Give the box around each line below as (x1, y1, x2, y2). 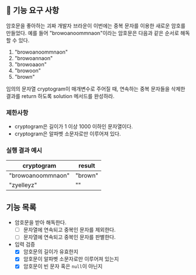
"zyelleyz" (9, 181, 37, 189)
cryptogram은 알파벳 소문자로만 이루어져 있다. (14, 130, 121, 137)
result (78, 162, 95, 170)
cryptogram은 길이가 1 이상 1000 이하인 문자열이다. (14, 123, 133, 130)
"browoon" (14, 67, 41, 74)
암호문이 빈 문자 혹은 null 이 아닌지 (23, 263, 103, 270)
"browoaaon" (14, 61, 47, 68)
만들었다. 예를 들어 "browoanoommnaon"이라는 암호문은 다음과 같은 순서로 (6, 29, 180, 36)
